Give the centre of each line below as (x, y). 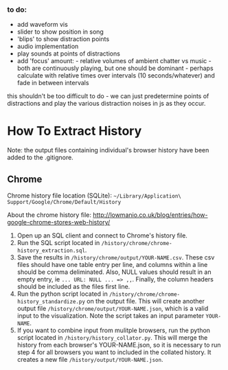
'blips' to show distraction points (63, 39)
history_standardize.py (51, 302)
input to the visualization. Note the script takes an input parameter (111, 316)
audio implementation (48, 47)
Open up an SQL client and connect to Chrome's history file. (102, 235)
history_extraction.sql (51, 251)
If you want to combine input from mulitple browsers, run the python (114, 330)
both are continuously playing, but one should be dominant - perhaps (115, 68)
